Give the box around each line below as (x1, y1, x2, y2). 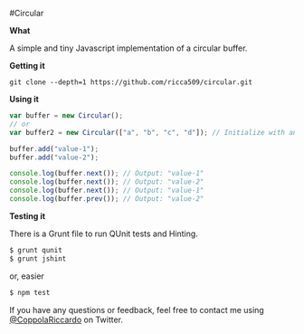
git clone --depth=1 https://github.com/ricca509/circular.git (9, 78, 253, 87)
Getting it (9, 61, 45, 71)
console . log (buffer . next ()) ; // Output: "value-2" (9, 177, 204, 186)
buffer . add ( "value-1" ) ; (9, 144, 100, 153)
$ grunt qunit (9, 245, 63, 254)
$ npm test (9, 288, 51, 297)
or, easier (9, 271, 45, 282)
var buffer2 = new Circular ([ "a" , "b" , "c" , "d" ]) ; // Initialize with (9, 128, 286, 137)
